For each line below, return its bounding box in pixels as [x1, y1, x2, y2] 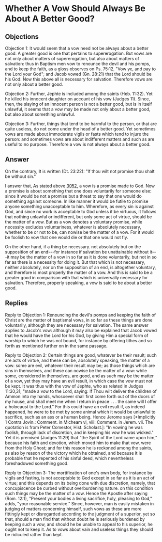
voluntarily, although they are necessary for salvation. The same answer [5, 322, 149, 328]
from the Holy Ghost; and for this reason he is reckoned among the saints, [5, 445, 152, 451]
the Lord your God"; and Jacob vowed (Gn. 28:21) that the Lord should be [5, 71, 152, 77]
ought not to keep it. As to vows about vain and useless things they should [5, 526, 153, 532]
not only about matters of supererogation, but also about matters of [5, 56, 139, 61]
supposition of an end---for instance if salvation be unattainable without [5, 249, 149, 255]
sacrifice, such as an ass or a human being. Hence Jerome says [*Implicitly [5, 414, 156, 420]
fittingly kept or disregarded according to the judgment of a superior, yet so [5, 511, 155, 517]
